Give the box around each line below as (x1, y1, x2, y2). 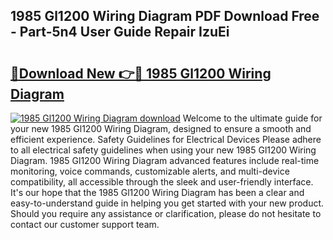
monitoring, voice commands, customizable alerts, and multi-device (10, 165, 290, 177)
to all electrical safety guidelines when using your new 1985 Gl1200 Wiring (10, 144, 317, 156)
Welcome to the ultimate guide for (182, 112, 323, 124)
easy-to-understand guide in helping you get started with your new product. (10, 197, 325, 209)
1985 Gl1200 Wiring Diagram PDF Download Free (10, 8, 320, 25)
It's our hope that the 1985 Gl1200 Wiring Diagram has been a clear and (10, 187, 305, 198)
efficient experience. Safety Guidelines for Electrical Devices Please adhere (10, 134, 322, 145)
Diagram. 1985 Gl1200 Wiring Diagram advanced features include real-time (10, 155, 320, 166)
